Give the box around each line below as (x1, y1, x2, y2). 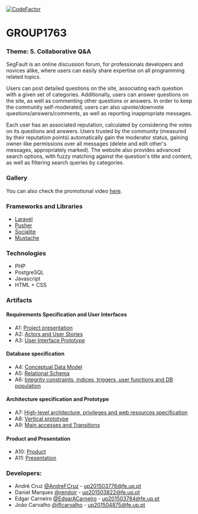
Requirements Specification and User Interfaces (6, 311, 127, 318)
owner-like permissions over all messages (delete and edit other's (6, 140, 167, 147)
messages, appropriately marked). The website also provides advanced (6, 147, 181, 154)
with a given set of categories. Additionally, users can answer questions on (6, 91, 189, 98)
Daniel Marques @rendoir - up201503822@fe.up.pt (14, 489, 140, 496)
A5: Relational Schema (14, 370, 70, 377)
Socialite (14, 228, 36, 235)
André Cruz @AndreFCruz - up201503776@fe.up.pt (14, 483, 142, 490)
